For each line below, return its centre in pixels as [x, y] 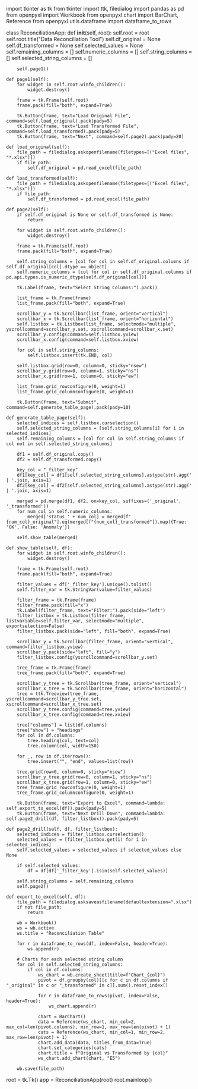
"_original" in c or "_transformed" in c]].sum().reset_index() [87, 985]
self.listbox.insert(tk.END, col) [70, 355]
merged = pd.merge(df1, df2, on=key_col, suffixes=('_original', [99, 501]
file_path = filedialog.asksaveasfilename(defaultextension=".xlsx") [105, 902]
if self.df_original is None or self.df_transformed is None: [95, 215]
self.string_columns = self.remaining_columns [75, 881]
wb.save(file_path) [41, 1069]
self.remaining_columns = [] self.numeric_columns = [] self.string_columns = [99, 52]
